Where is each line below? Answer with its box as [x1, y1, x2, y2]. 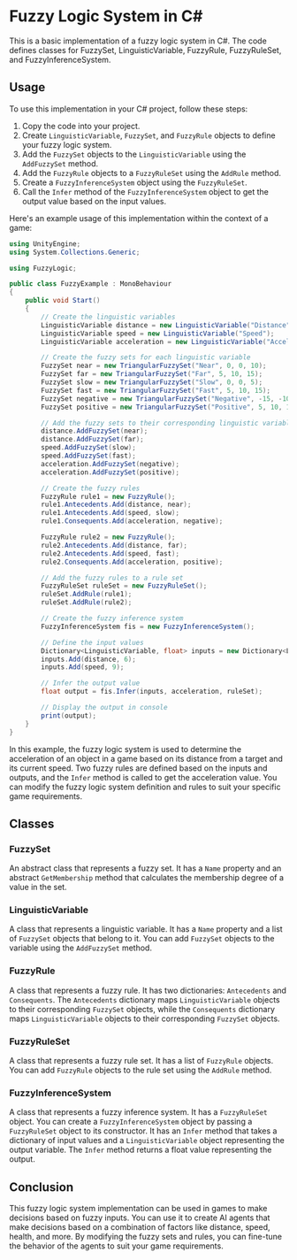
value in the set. [9, 882, 68, 893]
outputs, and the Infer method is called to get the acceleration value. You [9, 772, 278, 782]
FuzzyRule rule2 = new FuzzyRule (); [41, 533, 176, 542]
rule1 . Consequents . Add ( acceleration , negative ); [41, 517, 224, 526]
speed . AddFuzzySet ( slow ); [41, 443, 137, 452]
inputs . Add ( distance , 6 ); [41, 655, 137, 664]
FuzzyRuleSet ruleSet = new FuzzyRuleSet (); [41, 581, 208, 590]
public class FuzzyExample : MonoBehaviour [9, 280, 172, 288]
